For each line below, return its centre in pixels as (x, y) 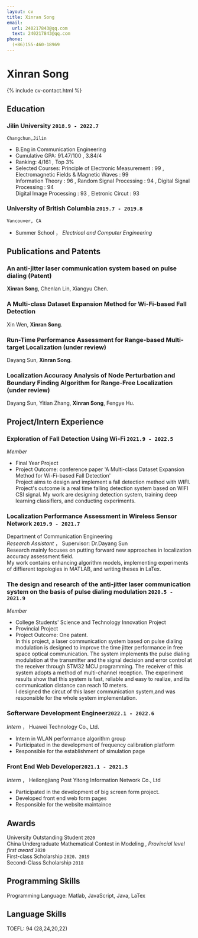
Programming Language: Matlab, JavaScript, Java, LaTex (76, 895)
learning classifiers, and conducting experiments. (75, 501)
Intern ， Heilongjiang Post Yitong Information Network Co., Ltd (84, 780)
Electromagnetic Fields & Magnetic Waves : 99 (72, 174)
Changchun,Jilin (27, 138)
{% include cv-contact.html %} (44, 90)
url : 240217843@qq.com (40, 28)
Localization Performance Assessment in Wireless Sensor (92, 516)
